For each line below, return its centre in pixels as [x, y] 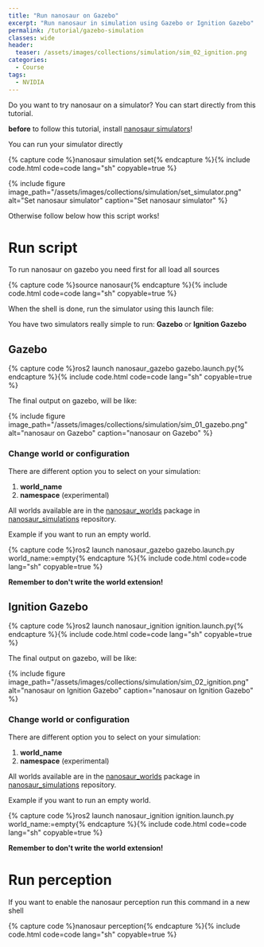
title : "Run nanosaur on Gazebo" [64, 16]
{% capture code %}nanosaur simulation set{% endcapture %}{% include [129, 159]
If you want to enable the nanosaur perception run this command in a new [129, 902]
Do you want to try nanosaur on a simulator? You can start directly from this [132, 105]
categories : [28, 60]
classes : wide [32, 38]
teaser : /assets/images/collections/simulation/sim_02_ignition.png [131, 52]
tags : [17, 75]
